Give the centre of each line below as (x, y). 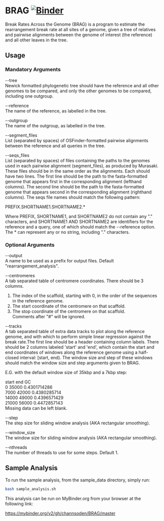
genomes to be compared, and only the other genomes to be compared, (78, 91)
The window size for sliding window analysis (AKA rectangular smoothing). (81, 438)
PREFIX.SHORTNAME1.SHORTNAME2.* (45, 207)
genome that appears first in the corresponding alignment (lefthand (73, 181)
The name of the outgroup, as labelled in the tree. (55, 125)
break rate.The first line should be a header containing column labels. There (82, 342)
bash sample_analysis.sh (31, 489)
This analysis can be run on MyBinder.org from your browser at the (73, 498)
